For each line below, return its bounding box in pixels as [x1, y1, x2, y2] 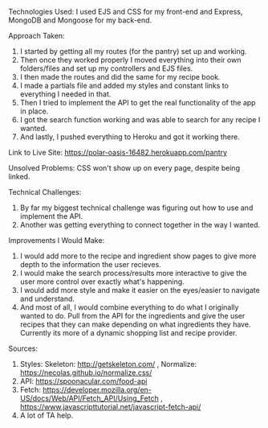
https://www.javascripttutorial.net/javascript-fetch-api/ [19, 402, 201, 411]
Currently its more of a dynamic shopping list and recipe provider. [19, 328, 238, 337]
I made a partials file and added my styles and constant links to [19, 80, 229, 90]
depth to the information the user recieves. [19, 260, 162, 269]
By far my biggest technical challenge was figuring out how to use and [19, 203, 254, 212]
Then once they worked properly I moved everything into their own [19, 56, 242, 64]
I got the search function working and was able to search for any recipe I [19, 115, 261, 124]
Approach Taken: [8, 31, 66, 40]
